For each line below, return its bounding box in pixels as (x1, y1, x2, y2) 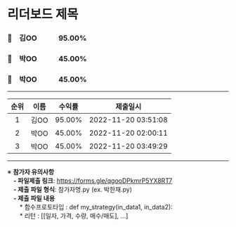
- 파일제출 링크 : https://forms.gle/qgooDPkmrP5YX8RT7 (13, 176, 173, 185)
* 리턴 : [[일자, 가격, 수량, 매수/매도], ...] (19, 212, 129, 220)
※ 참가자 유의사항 (7, 168, 55, 176)
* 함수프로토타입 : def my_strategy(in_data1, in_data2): (19, 203, 173, 212)
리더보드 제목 (7, 6, 79, 22)
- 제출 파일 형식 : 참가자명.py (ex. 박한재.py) (13, 186, 132, 194)
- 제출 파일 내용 (13, 194, 55, 202)
